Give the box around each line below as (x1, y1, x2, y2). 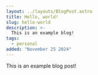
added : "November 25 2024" (6, 47, 72, 52)
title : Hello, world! (6, 14, 59, 20)
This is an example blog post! (6, 62, 77, 69)
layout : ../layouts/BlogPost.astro (6, 8, 93, 15)
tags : (6, 35, 19, 41)
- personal (11, 41, 38, 47)
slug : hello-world (6, 19, 51, 25)
